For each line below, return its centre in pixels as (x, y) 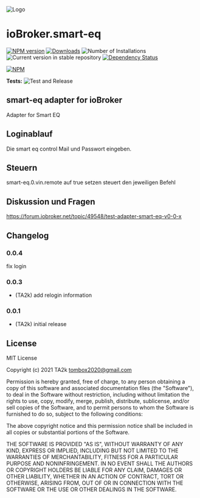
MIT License (22, 358)
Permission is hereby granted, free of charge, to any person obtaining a (96, 382)
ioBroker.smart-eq (54, 34)
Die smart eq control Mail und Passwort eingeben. (69, 149)
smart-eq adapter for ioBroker (64, 100)
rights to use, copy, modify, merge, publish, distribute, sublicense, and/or (98, 401)
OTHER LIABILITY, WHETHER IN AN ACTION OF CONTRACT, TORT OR (95, 477)
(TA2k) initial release (41, 324)
